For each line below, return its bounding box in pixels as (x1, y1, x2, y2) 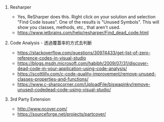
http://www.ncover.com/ (17, 106, 68, 112)
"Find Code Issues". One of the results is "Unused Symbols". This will (17, 19, 160, 25)
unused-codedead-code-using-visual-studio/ (17, 87, 111, 92)
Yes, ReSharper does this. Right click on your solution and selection (17, 14, 156, 19)
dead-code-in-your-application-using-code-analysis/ (17, 65, 127, 71)
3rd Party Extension (9, 96, 51, 102)
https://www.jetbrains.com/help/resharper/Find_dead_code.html (17, 30, 149, 35)
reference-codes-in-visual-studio (17, 55, 86, 61)
